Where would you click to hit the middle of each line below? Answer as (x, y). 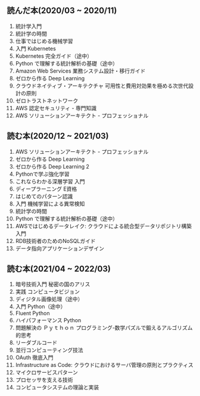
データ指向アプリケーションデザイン (60, 248)
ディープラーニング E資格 (46, 189)
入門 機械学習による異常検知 (50, 204)
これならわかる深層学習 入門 (50, 181)
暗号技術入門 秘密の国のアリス (53, 284)
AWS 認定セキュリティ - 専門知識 (56, 108)
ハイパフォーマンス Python (48, 320)
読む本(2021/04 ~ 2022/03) (59, 269)
